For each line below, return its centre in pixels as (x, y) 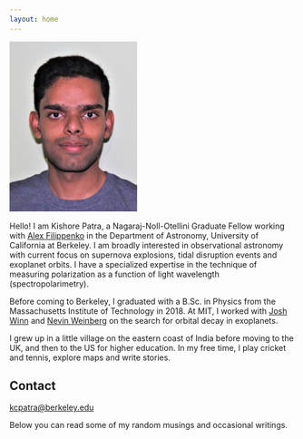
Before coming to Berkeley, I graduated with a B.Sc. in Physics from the (143, 301)
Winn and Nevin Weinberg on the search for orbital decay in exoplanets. (144, 320)
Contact (33, 386)
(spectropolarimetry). (49, 283)
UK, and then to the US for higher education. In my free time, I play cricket (148, 347)
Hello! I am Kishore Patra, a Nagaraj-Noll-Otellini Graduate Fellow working (147, 226)
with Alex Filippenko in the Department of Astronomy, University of (134, 235)
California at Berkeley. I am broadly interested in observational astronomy (147, 245)
